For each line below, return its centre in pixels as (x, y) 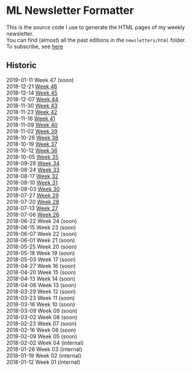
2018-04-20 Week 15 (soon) (41, 272)
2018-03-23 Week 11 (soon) (41, 298)
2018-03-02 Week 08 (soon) (42, 317)
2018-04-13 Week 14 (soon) (41, 279)
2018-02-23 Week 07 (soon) (42, 323)
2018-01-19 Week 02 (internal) (44, 355)
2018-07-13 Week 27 (32, 208)
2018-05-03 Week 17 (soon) (41, 259)
